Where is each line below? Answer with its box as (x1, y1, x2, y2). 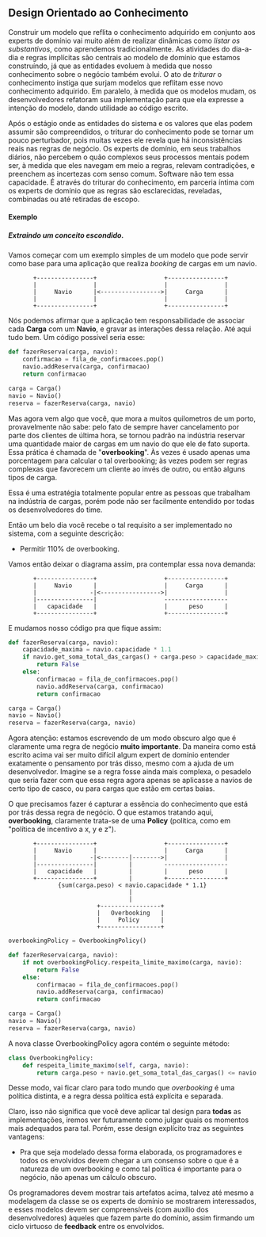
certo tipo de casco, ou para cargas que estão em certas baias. (8, 784, 215, 793)
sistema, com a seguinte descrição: (8, 529, 124, 538)
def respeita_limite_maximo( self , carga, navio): (22, 1061, 190, 1069)
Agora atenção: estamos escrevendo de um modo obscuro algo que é (8, 733, 237, 743)
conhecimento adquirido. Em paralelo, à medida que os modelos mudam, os (8, 86, 256, 96)
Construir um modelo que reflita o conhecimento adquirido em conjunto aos (8, 27, 256, 36)
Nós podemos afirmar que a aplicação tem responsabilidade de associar (8, 316, 245, 326)
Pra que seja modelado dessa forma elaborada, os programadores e (19, 1147, 243, 1157)
